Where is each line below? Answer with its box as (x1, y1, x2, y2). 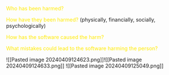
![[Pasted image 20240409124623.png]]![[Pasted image (6, 56, 142, 63)
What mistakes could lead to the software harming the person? (6, 45, 158, 52)
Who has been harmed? (6, 5, 64, 12)
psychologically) (6, 23, 46, 29)
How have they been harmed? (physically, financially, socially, (6, 16, 156, 23)
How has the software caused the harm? (6, 34, 104, 40)
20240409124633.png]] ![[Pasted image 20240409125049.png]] (6, 62, 164, 69)
